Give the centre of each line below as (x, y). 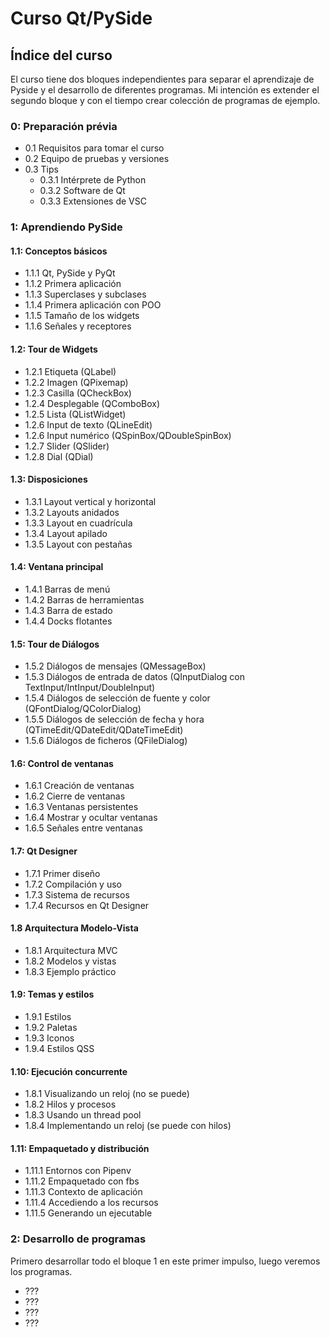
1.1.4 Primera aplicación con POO (93, 305)
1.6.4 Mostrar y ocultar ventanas (91, 818)
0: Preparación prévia (64, 126)
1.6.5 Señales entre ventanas (83, 828)
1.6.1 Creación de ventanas (79, 786)
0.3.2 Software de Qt (82, 191)
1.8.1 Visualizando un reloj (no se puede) (107, 1094)
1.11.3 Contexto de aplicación (83, 1192)
